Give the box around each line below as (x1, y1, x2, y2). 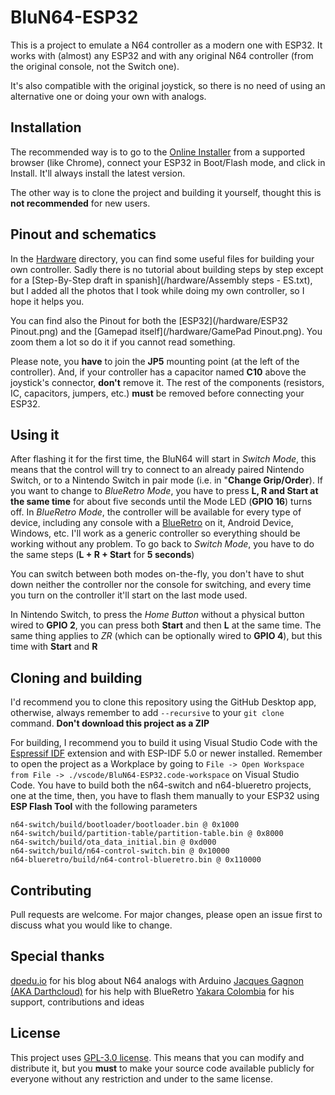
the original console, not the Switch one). (10, 60, 180, 72)
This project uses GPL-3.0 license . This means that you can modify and (10, 1051, 305, 1063)
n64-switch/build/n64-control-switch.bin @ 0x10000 (10, 846, 230, 856)
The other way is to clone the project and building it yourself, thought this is (10, 186, 322, 198)
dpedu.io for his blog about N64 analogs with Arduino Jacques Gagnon (10, 974, 304, 986)
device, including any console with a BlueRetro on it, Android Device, (10, 517, 294, 529)
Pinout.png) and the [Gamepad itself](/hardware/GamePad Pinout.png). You (10, 325, 323, 337)
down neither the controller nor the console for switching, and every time (10, 579, 312, 591)
